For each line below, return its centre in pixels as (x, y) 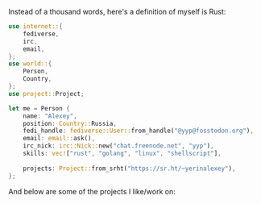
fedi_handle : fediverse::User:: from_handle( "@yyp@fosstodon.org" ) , (138, 131)
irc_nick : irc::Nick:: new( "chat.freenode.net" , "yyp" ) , (119, 146)
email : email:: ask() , (59, 139)
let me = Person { (39, 108)
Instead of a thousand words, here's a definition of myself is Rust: (117, 12)
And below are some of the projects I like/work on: (92, 191)
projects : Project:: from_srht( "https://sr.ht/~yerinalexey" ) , (129, 169)
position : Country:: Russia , (70, 123)
